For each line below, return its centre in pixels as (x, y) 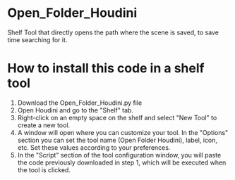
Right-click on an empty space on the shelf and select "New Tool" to (117, 117)
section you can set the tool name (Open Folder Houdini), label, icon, (117, 140)
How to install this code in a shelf (106, 69)
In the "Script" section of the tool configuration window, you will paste (119, 155)
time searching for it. (37, 39)
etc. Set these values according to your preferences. (94, 147)
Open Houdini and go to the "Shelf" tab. (76, 110)
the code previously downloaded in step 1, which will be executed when (122, 162)
